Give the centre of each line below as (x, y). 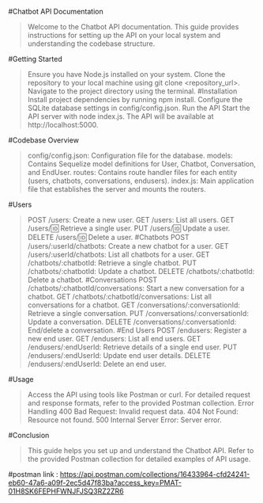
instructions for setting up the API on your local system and (124, 35)
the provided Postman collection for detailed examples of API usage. (139, 459)
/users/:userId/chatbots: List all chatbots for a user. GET (119, 254)
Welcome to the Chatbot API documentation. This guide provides (133, 27)
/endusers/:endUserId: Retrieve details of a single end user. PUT (132, 347)
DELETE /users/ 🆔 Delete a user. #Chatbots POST (108, 237)
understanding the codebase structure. (91, 44)
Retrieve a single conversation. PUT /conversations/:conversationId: (138, 313)
